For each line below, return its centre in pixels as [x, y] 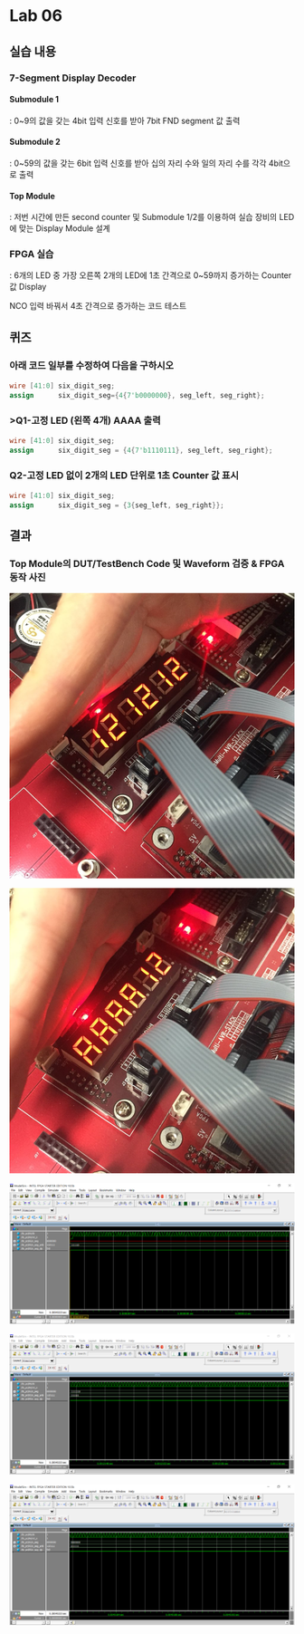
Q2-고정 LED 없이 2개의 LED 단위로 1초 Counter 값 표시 [124, 475]
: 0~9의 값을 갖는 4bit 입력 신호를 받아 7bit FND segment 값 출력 [125, 120]
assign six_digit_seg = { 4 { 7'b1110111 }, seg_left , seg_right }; [141, 451]
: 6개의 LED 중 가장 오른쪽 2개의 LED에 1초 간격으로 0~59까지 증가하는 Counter [151, 275]
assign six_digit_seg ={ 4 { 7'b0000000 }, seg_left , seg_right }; [137, 395]
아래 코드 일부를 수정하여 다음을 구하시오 [92, 365]
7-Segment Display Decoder [73, 78]
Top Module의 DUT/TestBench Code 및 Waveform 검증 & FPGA [147, 564]
